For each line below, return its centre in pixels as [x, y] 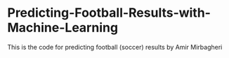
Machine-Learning [63, 28]
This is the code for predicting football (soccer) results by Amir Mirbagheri [115, 47]
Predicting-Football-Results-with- [109, 13]
